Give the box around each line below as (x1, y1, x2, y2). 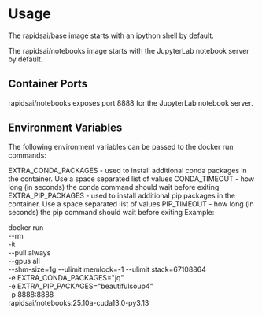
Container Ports (8, 77, 88, 91)
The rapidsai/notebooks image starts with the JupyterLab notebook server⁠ (8, 46, 249, 55)
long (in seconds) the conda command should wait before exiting (8, 182, 220, 191)
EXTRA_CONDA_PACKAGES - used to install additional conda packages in (8, 165, 248, 175)
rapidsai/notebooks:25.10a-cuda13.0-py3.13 (8, 298, 149, 307)
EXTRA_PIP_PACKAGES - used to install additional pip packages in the (8, 191, 236, 200)
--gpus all (8, 256, 41, 265)
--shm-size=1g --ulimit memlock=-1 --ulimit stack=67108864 (8, 265, 206, 274)
